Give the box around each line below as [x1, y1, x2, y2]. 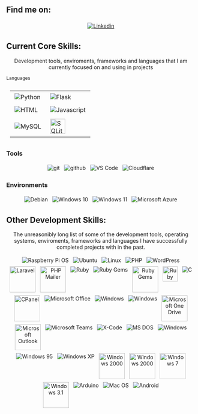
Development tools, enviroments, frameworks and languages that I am [14, 57, 188, 64]
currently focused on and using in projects [48, 63, 154, 71]
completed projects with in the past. [56, 243, 145, 251]
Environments [6, 180, 48, 189]
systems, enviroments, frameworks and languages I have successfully [14, 237, 188, 245]
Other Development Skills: [6, 215, 107, 225]
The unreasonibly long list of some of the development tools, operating [13, 231, 189, 238]
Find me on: [6, 5, 51, 15]
